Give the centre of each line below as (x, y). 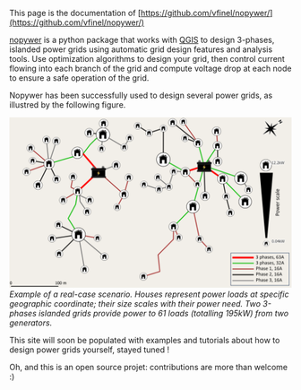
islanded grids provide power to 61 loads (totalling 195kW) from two (164, 314)
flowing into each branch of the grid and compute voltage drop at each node (150, 68)
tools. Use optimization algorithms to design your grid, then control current (147, 59)
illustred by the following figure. (68, 105)
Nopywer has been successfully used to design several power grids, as (141, 95)
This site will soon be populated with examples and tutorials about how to (145, 341)
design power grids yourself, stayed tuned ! (90, 350)
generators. (31, 323)
